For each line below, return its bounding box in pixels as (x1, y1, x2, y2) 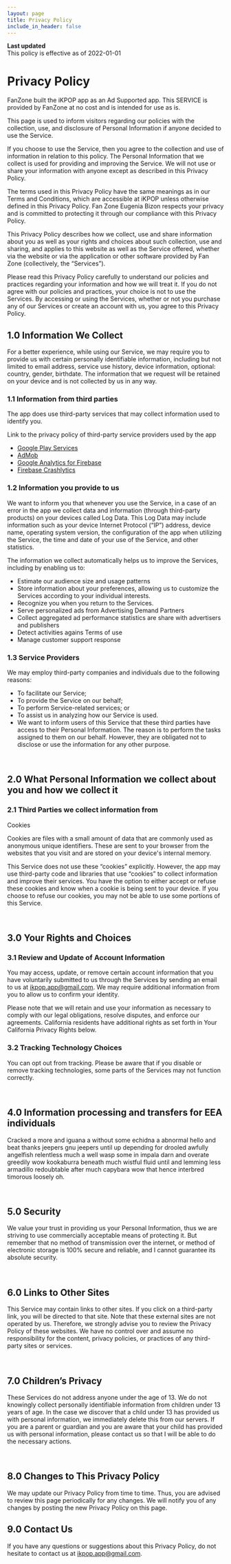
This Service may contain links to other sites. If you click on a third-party (7, 1305, 213, 1314)
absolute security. (7, 1253, 58, 1262)
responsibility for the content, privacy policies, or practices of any (7, 1334, 194, 1343)
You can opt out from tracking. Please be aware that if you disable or (7, 1059, 202, 1067)
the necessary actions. (7, 1437, 72, 1445)
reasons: (7, 676, 32, 684)
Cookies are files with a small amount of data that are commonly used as (7, 834, 213, 842)
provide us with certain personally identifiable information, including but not (7, 355, 221, 363)
